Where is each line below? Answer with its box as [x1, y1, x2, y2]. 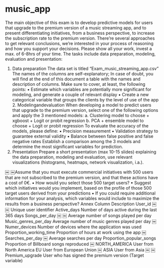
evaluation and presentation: [5, 56, 63, 62]
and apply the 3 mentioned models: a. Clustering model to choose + [12, 112, 150, 118]
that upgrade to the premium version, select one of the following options [12, 107, 158, 113]
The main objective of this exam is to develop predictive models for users [5, 20, 153, 25]
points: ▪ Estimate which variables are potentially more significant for [12, 86, 152, 92]
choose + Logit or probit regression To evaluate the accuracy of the [12, 122, 149, 128]
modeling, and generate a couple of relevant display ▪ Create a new [12, 92, 149, 97]
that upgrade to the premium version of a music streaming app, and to [5, 24, 147, 30]
